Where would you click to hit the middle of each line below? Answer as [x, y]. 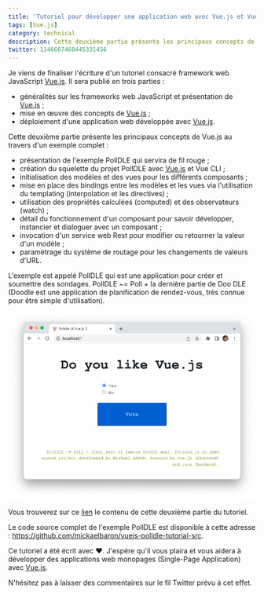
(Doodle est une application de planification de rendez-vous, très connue [126, 292]
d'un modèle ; [42, 244]
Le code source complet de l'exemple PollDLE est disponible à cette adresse [132, 527]
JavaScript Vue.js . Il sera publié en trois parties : [86, 82]
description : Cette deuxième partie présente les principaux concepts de [132, 42]
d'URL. [30, 261]
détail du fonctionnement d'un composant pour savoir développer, [126, 219]
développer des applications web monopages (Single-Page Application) [125, 559]
